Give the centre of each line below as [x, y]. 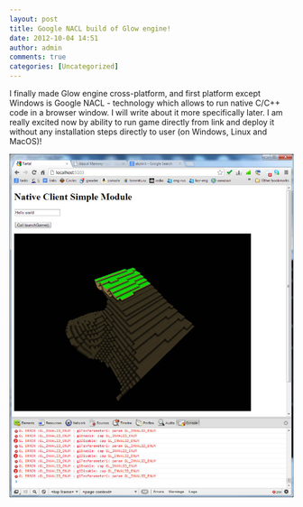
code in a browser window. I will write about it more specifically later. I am [146, 112]
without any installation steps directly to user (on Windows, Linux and [138, 132]
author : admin [36, 48]
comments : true [38, 57]
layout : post [34, 19]
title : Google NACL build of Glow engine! [90, 28]
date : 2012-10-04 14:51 [54, 38]
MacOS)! [26, 141]
